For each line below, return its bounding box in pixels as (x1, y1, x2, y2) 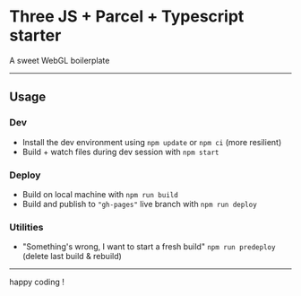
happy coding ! (9, 276, 64, 288)
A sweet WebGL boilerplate (9, 55, 110, 65)
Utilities (9, 221, 44, 233)
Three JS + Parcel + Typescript (9, 6, 245, 27)
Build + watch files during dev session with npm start (21, 146, 219, 157)
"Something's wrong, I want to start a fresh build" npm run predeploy (21, 241, 276, 252)
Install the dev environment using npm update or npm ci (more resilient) (21, 136, 282, 147)
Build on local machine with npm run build (21, 188, 179, 199)
